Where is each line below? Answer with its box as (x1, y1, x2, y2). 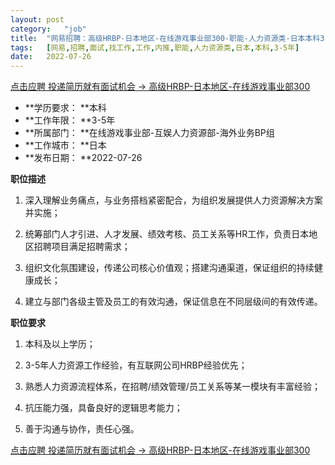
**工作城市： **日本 (24, 139, 107, 151)
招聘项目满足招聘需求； (33, 241, 131, 253)
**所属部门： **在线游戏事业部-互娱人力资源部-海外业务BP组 (24, 127, 275, 139)
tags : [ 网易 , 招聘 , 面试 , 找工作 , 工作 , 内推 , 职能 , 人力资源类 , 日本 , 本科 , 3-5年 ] (10, 42, 300, 53)
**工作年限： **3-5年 (24, 114, 116, 126)
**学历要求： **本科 (24, 102, 107, 114)
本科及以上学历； (24, 338, 96, 350)
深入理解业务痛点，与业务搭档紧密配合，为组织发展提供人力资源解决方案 (24, 194, 323, 206)
